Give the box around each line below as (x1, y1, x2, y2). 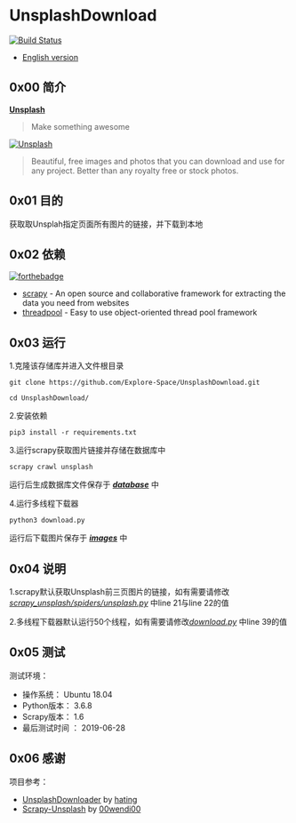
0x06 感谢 (9, 751, 67, 766)
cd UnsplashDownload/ (9, 394, 90, 403)
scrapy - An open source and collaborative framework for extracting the (21, 288, 286, 299)
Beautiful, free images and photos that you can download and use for (30, 156, 285, 166)
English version (21, 52, 78, 62)
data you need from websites (21, 298, 130, 308)
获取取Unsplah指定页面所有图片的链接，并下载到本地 (9, 219, 204, 229)
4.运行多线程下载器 (9, 499, 79, 509)
